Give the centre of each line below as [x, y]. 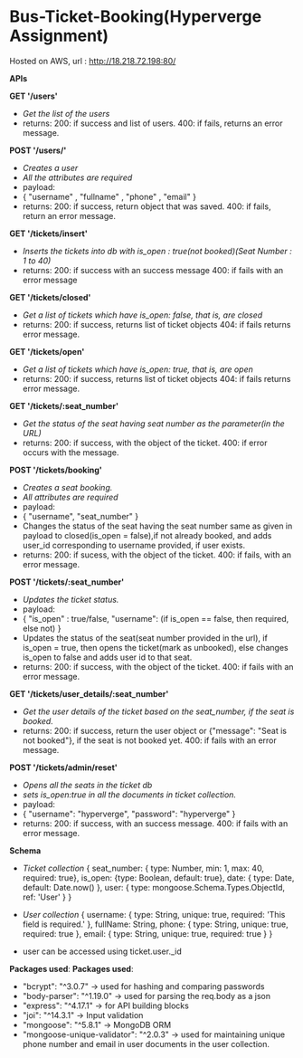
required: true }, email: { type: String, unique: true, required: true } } [147, 933]
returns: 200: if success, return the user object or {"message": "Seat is [155, 730]
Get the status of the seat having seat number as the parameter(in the [153, 424]
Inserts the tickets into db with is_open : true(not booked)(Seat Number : [157, 251]
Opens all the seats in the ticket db [87, 785]
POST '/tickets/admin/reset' [63, 767]
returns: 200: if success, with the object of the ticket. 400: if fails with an [158, 666]
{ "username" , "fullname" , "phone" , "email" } [109, 196]
